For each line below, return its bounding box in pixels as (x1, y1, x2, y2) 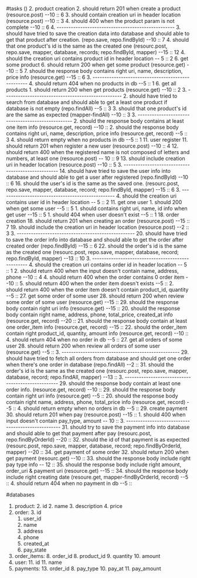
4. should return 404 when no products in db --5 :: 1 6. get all (28, 80, 177, 87)
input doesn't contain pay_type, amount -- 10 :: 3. (6, 417, 125, 424)
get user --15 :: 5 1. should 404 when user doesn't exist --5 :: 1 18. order (6, 211, 179, 218)
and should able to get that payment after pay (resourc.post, (6, 430, 152, 437)
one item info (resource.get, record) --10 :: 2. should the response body (6, 123, 179, 131)
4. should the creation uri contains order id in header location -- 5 (28, 261, 188, 268)
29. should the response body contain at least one (59, 380, 181, 387)
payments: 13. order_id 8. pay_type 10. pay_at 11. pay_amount (14, 565, 161, 572)
